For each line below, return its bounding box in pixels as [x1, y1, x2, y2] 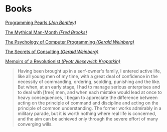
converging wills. [17, 121, 53, 127]
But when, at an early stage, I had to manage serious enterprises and [17, 83, 160, 90]
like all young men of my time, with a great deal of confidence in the [17, 73, 158, 79]
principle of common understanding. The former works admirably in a [17, 105, 161, 111]
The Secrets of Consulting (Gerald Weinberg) [5, 48, 99, 54]
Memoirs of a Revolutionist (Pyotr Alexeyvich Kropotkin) [5, 58, 121, 64]
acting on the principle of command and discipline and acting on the [17, 99, 159, 105]
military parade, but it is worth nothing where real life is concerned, [17, 110, 156, 116]
